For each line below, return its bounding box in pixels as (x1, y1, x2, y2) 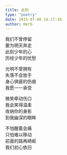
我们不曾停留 (5, 36, 32, 42)
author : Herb (5, 21, 33, 27)
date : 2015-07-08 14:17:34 (5, 17, 62, 22)
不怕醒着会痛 (5, 125, 32, 132)
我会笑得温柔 (5, 102, 32, 108)
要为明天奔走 (5, 43, 32, 49)
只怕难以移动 (5, 132, 32, 138)
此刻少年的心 (5, 49, 32, 55)
